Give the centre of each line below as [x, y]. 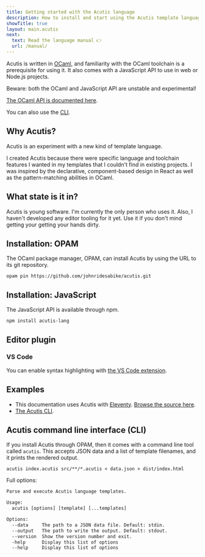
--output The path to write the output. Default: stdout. [90, 531]
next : [13, 35]
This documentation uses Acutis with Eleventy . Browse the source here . [105, 404]
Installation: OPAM [42, 243]
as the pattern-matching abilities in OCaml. [60, 178]
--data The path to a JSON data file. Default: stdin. [88, 525]
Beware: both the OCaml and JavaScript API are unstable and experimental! [101, 88]
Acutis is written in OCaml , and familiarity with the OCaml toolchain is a [95, 63]
